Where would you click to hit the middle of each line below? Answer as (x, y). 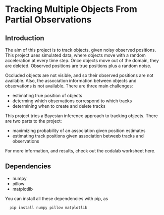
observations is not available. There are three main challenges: (69, 86)
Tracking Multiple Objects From (71, 9)
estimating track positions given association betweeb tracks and (78, 136)
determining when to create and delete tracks (59, 106)
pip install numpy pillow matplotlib (49, 208)
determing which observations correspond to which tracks (72, 101)
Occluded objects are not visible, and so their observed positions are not (79, 75)
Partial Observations (48, 20)
